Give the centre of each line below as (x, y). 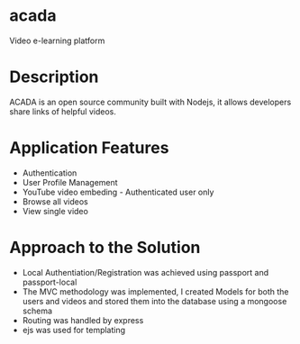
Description (54, 77)
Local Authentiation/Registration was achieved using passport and (145, 272)
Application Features (89, 148)
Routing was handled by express (83, 320)
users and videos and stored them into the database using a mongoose (155, 301)
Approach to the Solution (105, 248)
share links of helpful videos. (63, 111)
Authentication (50, 173)
